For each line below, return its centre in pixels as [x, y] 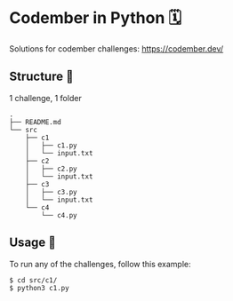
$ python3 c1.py [39, 288]
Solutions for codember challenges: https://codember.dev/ [116, 48]
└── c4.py [59, 215]
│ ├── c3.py [51, 192]
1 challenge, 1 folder [45, 98]
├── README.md [36, 122]
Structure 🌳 [41, 77]
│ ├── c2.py [51, 169]
